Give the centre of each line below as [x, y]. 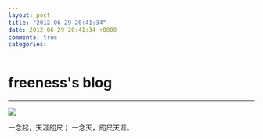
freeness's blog [60, 83]
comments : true [33, 37]
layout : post [29, 15]
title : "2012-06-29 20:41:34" [58, 23]
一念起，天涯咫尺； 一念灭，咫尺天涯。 [71, 128]
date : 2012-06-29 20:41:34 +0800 [63, 30]
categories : [27, 45]
